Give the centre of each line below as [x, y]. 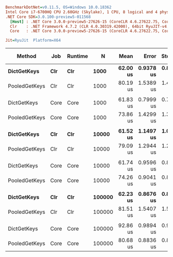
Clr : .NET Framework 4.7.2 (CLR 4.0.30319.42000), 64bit [77, 26]
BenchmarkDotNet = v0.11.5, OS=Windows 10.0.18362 [58, 7]
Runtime [77, 56]
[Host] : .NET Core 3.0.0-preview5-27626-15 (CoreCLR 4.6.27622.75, [85, 22]
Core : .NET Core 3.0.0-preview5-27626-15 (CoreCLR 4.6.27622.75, [85, 31]
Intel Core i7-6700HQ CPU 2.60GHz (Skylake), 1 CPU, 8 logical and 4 [82, 12]
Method [27, 56]
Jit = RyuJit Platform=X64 [33, 41]
